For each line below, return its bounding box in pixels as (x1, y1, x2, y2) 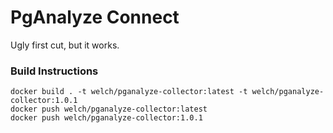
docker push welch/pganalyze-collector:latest (10, 104, 208, 115)
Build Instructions (10, 64, 99, 78)
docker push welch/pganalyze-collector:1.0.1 (10, 113, 203, 123)
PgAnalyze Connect (10, 6, 180, 29)
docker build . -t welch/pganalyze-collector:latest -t (10, 87, 248, 97)
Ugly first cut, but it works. (10, 39, 120, 51)
